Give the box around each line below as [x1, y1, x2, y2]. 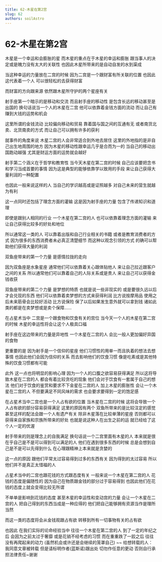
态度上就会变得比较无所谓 [13, 484, 64, 490]
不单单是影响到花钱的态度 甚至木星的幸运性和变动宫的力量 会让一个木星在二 [5, 495, 156, 500]
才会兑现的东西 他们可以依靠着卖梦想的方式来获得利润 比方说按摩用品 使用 [5, 293, 153, 298]
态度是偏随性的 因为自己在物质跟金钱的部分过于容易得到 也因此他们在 [13, 479, 151, 484]
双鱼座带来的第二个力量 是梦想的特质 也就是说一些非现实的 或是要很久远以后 [5, 287, 157, 293]
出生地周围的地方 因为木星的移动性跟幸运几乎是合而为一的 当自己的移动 [9, 144, 151, 149]
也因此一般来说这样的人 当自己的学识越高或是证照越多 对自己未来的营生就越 [5, 182, 156, 188]
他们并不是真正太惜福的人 [5, 462, 56, 468]
